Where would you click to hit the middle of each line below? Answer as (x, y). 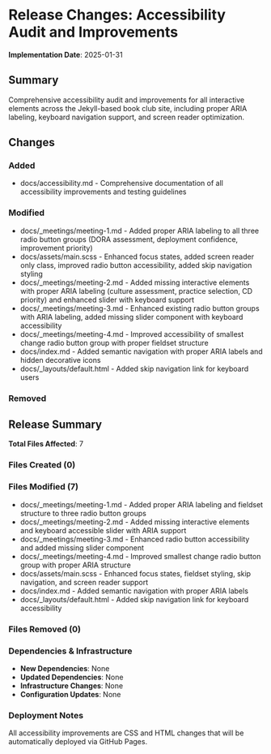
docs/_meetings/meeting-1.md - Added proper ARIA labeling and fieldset (142, 504)
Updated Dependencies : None (72, 677)
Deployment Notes (46, 715)
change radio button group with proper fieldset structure (114, 343)
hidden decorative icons (60, 360)
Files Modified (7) (44, 487)
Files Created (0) (42, 465)
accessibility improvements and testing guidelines (103, 192)
